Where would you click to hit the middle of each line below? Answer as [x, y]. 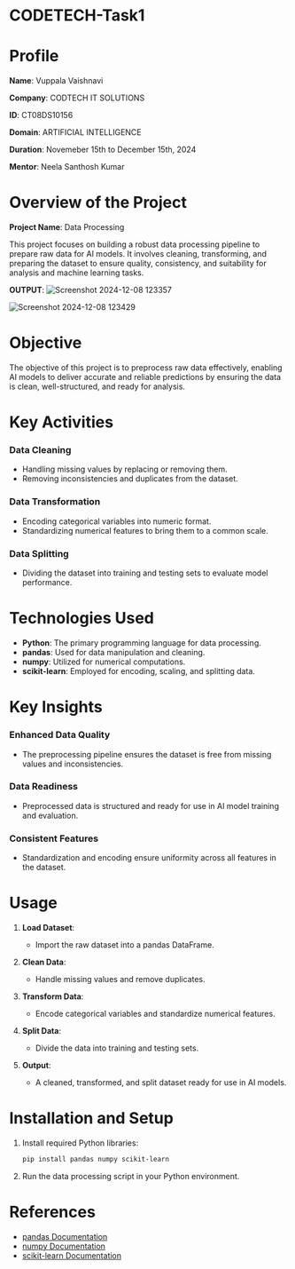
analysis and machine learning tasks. [77, 273]
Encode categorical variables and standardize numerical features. [155, 1014]
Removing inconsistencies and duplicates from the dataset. [130, 479]
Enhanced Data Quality [60, 735]
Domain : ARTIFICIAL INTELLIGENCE [75, 132]
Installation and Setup [92, 1118]
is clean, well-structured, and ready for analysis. [97, 386]
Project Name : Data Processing [67, 227]
